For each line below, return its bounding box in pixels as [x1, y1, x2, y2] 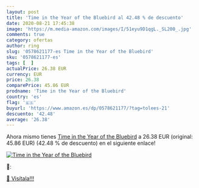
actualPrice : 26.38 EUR [6, 65, 67, 72]
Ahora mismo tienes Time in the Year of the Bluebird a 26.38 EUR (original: [6, 133, 193, 141]
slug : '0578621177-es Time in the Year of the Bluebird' [6, 49, 154, 55]
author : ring [6, 43, 40, 49]
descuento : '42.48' [6, 111, 56, 117]
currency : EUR [6, 71, 43, 77]
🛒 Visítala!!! [6, 175, 35, 183]
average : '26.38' [6, 116, 51, 122]
